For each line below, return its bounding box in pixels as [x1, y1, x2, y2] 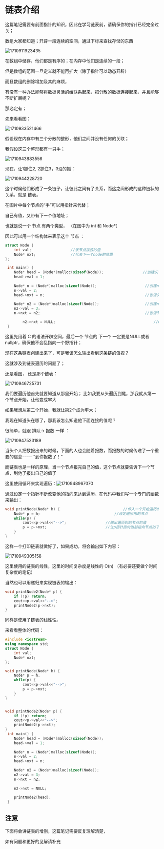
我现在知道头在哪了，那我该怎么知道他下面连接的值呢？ [5, 417, 116, 423]
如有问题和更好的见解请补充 [5, 838, 61, 844]
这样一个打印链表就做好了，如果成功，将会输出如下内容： [5, 543, 121, 549]
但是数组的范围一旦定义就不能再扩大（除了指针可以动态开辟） [5, 68, 129, 74]
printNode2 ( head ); [14, 795, 51, 800]
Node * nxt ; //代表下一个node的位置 [14, 252, 113, 257]
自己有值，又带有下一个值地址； [5, 212, 69, 218]
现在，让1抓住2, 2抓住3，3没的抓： [5, 165, 76, 171]
